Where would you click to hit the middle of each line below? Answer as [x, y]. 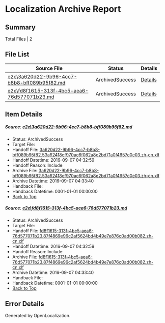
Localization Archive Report [63, 9]
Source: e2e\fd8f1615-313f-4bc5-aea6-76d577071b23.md [66, 208]
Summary [20, 27]
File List [17, 54]
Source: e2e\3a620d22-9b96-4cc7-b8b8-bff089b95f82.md [69, 127]
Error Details [25, 304]
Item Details [24, 114]
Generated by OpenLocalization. [38, 315]
